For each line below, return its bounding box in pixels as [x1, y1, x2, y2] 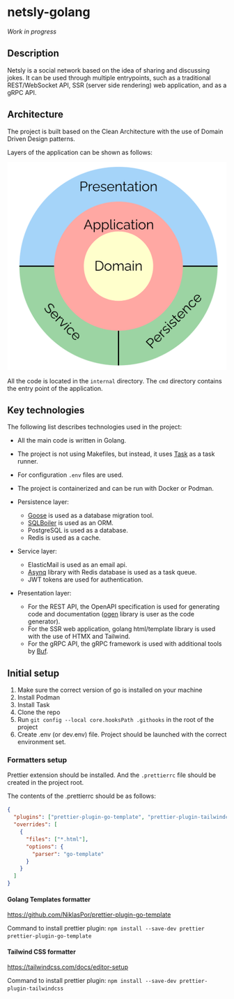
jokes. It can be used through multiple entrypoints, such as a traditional [7, 73, 211, 82]
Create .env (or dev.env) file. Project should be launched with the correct [17, 730, 227, 739]
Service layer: [17, 547, 57, 556]
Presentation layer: [17, 589, 72, 598]
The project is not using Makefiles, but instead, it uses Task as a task [17, 450, 215, 458]
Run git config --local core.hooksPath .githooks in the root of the [17, 716, 214, 724]
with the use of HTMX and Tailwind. [27, 632, 131, 641]
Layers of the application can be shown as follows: [7, 148, 153, 156]
